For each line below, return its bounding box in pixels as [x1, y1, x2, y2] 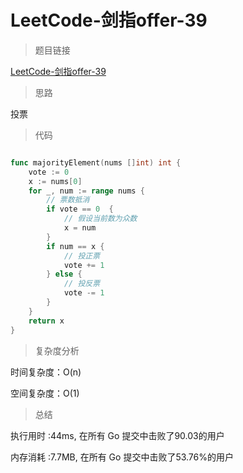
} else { [46, 269, 83, 280]
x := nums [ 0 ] [28, 176, 83, 186]
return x [28, 316, 65, 326]
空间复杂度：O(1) [10, 387, 80, 399]
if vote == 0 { [46, 204, 114, 215]
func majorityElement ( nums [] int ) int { [10, 157, 182, 168]
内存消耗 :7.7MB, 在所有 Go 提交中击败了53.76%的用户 [10, 451, 234, 463]
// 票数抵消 [46, 195, 90, 205]
